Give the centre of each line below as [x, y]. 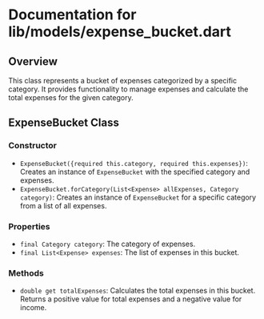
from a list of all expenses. [63, 205]
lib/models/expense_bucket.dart [120, 32]
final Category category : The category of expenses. [108, 244]
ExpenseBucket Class [64, 123]
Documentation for [72, 15]
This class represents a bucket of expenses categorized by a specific [123, 81]
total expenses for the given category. [71, 97]
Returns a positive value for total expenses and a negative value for [131, 299]
